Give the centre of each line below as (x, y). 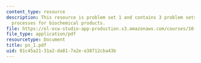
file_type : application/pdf (41, 34)
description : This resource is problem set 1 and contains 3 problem (95, 17)
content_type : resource (36, 12)
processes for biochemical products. (59, 23)
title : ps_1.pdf (26, 46)
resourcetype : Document (36, 40)
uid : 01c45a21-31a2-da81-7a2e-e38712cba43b (61, 51)
